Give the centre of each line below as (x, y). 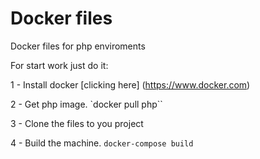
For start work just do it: (59, 65)
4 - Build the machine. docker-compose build (102, 143)
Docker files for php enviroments (78, 46)
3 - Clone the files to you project (77, 123)
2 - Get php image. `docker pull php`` (86, 104)
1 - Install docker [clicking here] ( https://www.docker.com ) (130, 84)
